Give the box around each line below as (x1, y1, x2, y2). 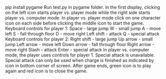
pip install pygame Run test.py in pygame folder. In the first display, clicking (5, 4, 160, 10)
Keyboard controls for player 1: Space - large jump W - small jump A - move (5, 25, 161, 31)
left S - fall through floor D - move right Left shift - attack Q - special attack (5, 31, 160, 36)
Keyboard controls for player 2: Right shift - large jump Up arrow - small (5, 36, 153, 42)
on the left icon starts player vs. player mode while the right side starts (5, 9, 150, 15)
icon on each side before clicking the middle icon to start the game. (5, 20, 144, 26)
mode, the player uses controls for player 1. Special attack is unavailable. (5, 52, 155, 58)
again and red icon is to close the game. (5, 68, 87, 74)
